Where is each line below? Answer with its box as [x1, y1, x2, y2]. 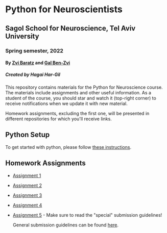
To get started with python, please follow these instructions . [5, 144, 132, 150]
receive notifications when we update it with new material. [5, 100, 128, 107]
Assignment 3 [12, 192, 42, 198]
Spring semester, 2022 [5, 47, 64, 54]
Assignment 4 [12, 202, 42, 208]
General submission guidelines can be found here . [12, 222, 119, 228]
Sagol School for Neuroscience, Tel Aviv [5, 24, 136, 33]
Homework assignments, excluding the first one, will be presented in [5, 111, 150, 117]
